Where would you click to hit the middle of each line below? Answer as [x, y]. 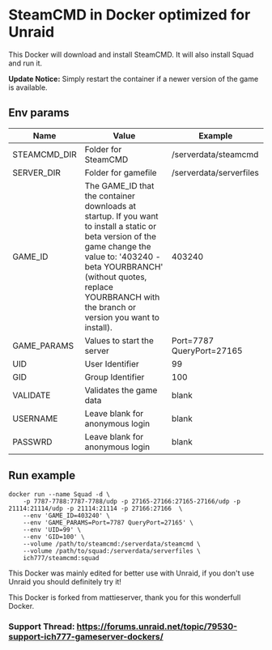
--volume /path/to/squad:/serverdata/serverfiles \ [112, 551]
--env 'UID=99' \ [52, 529]
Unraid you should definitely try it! [65, 581]
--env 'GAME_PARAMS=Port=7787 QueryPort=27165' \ [108, 523]
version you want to [122, 317]
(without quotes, [116, 277]
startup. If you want [122, 216]
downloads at [110, 206]
